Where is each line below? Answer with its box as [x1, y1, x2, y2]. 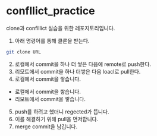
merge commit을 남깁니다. [14, 123, 78, 130]
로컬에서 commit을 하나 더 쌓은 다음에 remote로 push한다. [14, 61, 152, 68]
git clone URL [6, 49, 42, 55]
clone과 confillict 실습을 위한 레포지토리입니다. [6, 24, 115, 31]
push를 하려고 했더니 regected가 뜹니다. [14, 108, 109, 115]
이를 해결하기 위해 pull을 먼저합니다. [14, 115, 99, 122]
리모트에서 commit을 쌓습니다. [14, 95, 86, 102]
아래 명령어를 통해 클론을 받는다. [14, 37, 90, 44]
